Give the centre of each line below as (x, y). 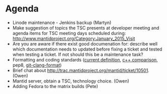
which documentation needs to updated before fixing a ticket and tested (87, 49)
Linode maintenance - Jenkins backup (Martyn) (62, 22)
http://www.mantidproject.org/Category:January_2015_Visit (74, 38)
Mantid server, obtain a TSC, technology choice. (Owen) (71, 81)
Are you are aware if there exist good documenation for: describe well (85, 43)
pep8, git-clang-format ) (37, 65)
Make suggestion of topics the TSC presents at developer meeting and (86, 27)
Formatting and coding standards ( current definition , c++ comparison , (85, 59)
